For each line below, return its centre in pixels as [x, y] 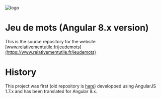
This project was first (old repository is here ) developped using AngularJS [81, 86]
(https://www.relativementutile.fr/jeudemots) [51, 52]
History [21, 72]
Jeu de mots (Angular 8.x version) [77, 28]
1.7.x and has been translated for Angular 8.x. [51, 91]
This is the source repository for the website [50, 41]
